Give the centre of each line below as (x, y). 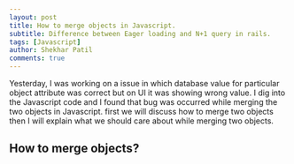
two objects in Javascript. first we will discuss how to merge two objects (142, 112)
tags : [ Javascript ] (45, 42)
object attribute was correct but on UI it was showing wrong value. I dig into (147, 93)
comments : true (37, 58)
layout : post (33, 17)
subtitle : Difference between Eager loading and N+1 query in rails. (140, 34)
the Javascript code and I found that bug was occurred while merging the (143, 102)
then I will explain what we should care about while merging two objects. (142, 121)
